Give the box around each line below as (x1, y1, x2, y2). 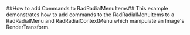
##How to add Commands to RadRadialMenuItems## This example (6, 5, 168, 12)
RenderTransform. (6, 23, 50, 30)
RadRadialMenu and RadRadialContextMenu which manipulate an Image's (6, 17, 185, 24)
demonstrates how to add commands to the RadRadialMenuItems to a (6, 11, 175, 18)
